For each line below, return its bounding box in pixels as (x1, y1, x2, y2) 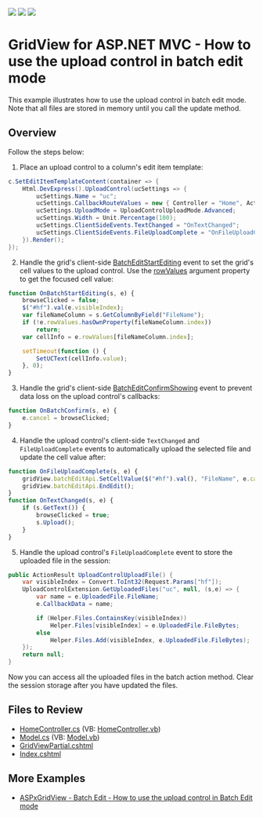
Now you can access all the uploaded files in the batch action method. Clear (8, 672, 254, 681)
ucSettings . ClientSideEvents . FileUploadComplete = (36, 228, 205, 236)
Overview (8, 126, 57, 140)
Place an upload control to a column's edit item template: (19, 162, 204, 172)
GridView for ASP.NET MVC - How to (8, 36, 252, 54)
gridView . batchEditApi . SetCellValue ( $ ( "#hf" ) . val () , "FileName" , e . (22, 475, 250, 483)
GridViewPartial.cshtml (19, 740, 94, 750)
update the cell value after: (19, 452, 106, 462)
